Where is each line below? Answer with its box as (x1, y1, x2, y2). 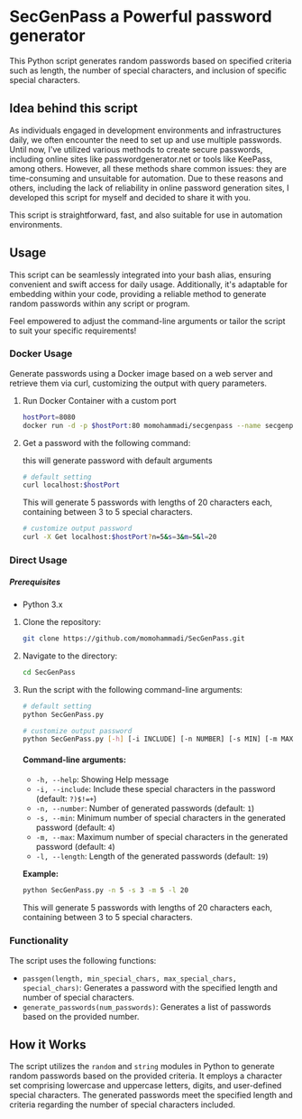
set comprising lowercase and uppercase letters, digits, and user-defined (9, 1080, 282, 1091)
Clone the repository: (22, 617, 102, 627)
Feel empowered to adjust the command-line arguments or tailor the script (9, 315, 286, 326)
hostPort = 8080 (22, 413, 76, 422)
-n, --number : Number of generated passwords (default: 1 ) (35, 803, 255, 814)
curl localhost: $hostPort (22, 480, 120, 490)
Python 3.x (22, 599, 63, 610)
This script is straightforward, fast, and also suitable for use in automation (9, 210, 283, 220)
